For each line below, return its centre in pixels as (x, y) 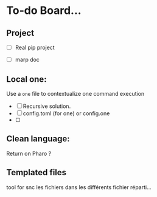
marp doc (27, 60)
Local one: (26, 79)
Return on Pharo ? (29, 153)
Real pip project (35, 47)
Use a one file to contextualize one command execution (75, 93)
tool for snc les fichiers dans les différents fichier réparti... (79, 187)
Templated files (37, 172)
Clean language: (38, 139)
